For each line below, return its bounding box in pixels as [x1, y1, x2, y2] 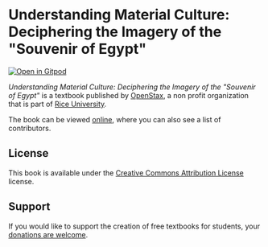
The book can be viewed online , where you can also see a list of [8, 114, 221, 124]
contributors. [8, 123, 52, 133]
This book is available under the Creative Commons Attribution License [8, 167, 244, 178]
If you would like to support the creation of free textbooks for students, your [8, 221, 260, 231]
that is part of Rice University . [8, 99, 107, 109]
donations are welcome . [8, 229, 89, 239]
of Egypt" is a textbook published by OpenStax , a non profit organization [8, 90, 249, 100]
